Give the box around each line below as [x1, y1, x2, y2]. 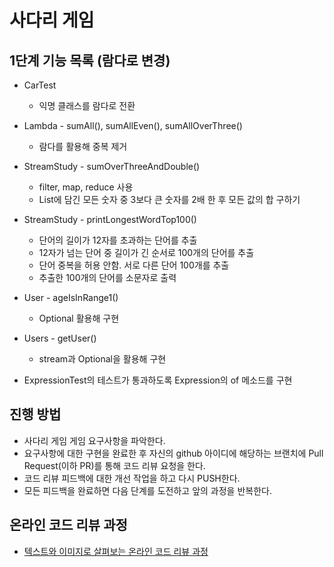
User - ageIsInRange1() [23, 292, 119, 303]
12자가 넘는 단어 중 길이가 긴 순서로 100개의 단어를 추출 [38, 247, 255, 258]
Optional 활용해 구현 [38, 312, 120, 324]
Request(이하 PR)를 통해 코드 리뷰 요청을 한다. [23, 459, 206, 471]
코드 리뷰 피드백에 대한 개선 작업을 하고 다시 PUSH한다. [23, 472, 241, 484]
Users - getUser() [23, 332, 97, 344]
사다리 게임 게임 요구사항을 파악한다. [23, 434, 166, 446]
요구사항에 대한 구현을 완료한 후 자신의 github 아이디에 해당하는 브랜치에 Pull [23, 447, 324, 459]
